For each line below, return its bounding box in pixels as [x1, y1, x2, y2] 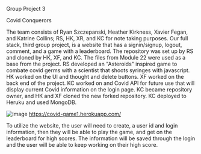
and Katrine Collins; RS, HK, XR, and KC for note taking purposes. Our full [6, 35, 188, 42]
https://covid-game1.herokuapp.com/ [29, 111, 122, 117]
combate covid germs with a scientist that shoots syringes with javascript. [6, 67, 190, 74]
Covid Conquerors [6, 17, 52, 23]
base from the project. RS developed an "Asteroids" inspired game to [6, 60, 178, 67]
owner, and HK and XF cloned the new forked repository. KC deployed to [6, 93, 187, 99]
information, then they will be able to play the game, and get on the [6, 129, 173, 135]
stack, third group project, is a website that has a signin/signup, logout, [6, 42, 182, 48]
